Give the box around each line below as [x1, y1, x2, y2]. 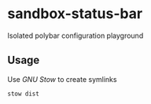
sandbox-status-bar [7, 5, 143, 23]
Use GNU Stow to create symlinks [7, 74, 117, 84]
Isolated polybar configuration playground [7, 31, 144, 40]
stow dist [7, 90, 40, 98]
